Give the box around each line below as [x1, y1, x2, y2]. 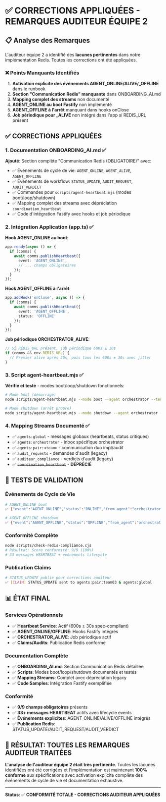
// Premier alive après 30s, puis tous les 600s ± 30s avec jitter [9, 355, 152, 360]
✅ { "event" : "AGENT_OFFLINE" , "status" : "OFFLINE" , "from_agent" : [5, 520, 137, 525]
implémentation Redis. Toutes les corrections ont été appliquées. [5, 57, 137, 63]
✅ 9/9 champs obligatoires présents [12, 704, 88, 710]
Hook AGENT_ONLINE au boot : [5, 235, 69, 241]
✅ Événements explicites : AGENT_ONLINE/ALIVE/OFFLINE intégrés [12, 715, 151, 721]
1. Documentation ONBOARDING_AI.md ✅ [5, 147, 107, 154]
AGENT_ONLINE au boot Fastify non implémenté [12, 102, 112, 107]
